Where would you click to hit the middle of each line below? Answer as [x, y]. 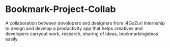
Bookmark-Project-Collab [61, 9]
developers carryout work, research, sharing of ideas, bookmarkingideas [82, 33]
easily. [12, 39]
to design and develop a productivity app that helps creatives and [74, 28]
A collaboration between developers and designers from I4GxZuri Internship [85, 23]
